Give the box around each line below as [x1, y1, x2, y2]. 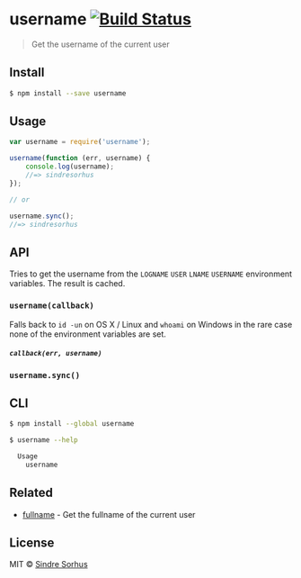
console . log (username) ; [25, 162, 115, 171]
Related [9, 485, 54, 501]
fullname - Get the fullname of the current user [22, 509, 196, 519]
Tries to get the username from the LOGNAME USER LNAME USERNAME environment [9, 268, 293, 279]
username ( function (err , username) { [9, 154, 151, 163]
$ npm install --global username [9, 420, 135, 429]
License [9, 536, 55, 551]
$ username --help [9, 436, 78, 445]
